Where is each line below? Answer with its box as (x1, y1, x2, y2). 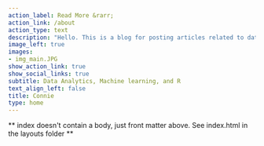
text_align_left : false (8, 84, 86, 93)
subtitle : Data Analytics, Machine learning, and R (8, 77, 181, 85)
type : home (8, 99, 44, 107)
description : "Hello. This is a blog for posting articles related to (8, 33, 244, 42)
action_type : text (8, 26, 68, 34)
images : (8, 48, 34, 56)
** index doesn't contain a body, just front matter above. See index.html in (8, 121, 248, 130)
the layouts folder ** (8, 129, 74, 138)
